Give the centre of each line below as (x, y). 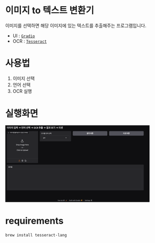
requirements (34, 221)
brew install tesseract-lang (36, 235)
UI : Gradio (24, 36)
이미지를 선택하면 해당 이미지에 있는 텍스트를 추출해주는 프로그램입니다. (76, 25)
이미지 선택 (24, 78)
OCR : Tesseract (30, 41)
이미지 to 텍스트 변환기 (50, 10)
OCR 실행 (22, 91)
